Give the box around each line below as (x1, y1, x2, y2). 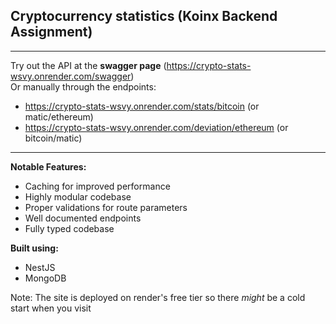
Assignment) (10, 24, 93, 41)
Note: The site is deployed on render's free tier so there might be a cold (10, 291, 306, 303)
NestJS (24, 261, 56, 273)
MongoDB (24, 272, 67, 284)
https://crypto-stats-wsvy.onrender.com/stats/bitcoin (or (24, 100, 260, 112)
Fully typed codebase (24, 222, 115, 234)
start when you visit (10, 302, 92, 314)
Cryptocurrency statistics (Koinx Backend (10, 8, 278, 25)
